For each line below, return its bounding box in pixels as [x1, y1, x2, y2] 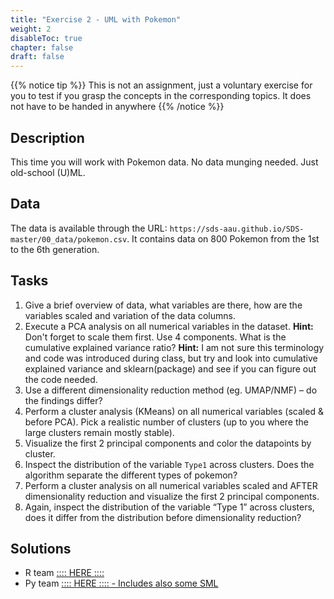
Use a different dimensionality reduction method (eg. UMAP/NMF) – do [24, 384, 318, 396]
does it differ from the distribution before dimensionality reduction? [24, 511, 302, 523]
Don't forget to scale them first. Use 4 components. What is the [24, 331, 287, 343]
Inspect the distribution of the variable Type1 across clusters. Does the [24, 458, 315, 470]
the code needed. [24, 373, 98, 385]
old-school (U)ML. [10, 166, 86, 178]
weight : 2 [10, 24, 52, 34]
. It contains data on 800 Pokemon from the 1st [126, 232, 320, 245]
